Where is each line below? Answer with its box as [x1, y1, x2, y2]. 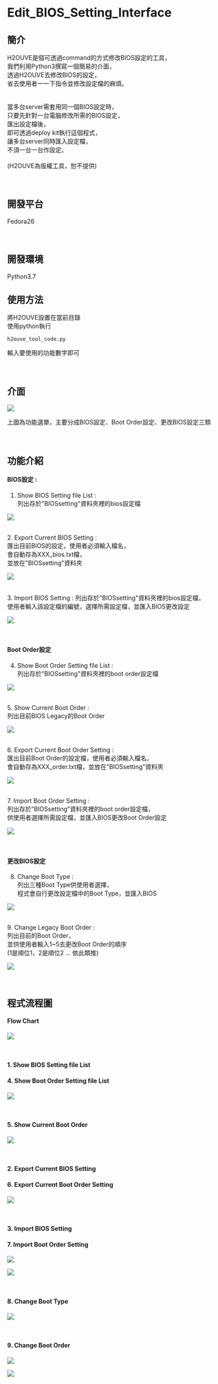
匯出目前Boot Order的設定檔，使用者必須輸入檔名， [7, 754, 153, 762]
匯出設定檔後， [7, 120, 50, 128]
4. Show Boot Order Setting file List [7, 1077, 110, 1085]
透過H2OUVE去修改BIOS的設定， [7, 71, 101, 79]
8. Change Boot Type [7, 1297, 69, 1305]
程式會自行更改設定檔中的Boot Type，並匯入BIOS [17, 889, 157, 897]
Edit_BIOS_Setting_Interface [7, 5, 172, 21]
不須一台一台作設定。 [7, 146, 67, 154]
